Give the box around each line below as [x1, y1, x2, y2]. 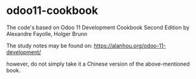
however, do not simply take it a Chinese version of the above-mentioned [6, 60, 190, 67]
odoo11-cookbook [6, 4, 99, 18]
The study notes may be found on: [6, 42, 93, 49]
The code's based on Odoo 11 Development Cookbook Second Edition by [6, 24, 190, 31]
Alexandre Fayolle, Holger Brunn [6, 30, 88, 37]
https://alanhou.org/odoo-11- [93, 42, 166, 49]
